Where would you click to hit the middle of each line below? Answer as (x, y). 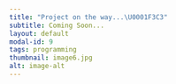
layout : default (39, 33)
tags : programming (43, 50)
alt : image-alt (37, 66)
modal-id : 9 (31, 42)
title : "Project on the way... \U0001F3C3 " (88, 17)
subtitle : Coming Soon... (57, 25)
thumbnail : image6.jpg (51, 58)
